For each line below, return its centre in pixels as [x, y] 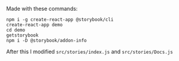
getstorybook [22, 35]
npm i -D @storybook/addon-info [46, 41]
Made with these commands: [42, 9]
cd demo [16, 30]
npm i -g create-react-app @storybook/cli [60, 20]
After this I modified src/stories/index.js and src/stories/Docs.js [90, 51]
